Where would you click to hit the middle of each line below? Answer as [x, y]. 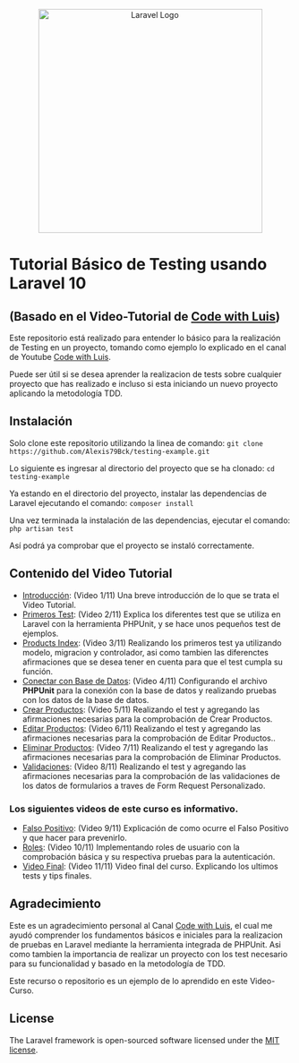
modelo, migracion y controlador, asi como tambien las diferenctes [145, 652]
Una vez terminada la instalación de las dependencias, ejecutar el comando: [150, 520]
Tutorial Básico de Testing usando [138, 265]
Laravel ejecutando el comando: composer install [102, 502]
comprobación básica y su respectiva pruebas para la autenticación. [149, 856]
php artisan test [42, 528]
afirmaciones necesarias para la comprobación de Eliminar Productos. [152, 757]
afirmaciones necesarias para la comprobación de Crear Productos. [147, 719]
